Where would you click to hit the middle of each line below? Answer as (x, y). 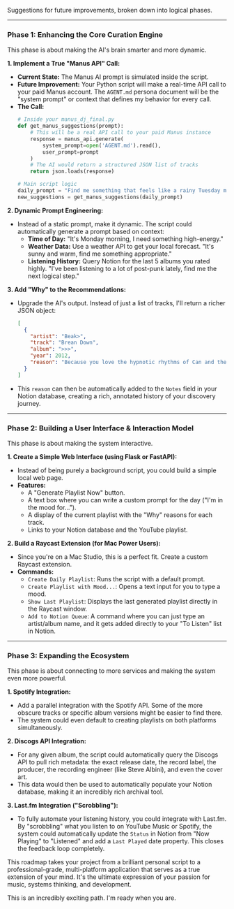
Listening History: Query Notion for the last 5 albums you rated (119, 261)
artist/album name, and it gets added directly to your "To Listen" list (125, 623)
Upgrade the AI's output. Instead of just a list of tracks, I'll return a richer (121, 303)
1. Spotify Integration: (39, 692)
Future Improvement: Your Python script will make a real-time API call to (122, 85)
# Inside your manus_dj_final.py (66, 119)
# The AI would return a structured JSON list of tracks (115, 165)
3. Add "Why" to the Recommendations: (67, 289)
